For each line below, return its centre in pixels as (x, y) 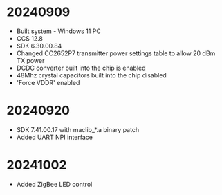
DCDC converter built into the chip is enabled (81, 68)
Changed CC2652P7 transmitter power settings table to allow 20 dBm (116, 53)
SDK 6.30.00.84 (39, 46)
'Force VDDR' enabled (48, 82)
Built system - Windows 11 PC (59, 31)
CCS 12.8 (29, 38)
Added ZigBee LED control (54, 184)
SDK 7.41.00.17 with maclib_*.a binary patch (78, 129)
